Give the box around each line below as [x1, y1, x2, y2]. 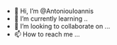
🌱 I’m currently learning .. [13, 14, 88, 23]
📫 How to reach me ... [13, 30, 80, 39]
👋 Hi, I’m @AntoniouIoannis [13, 7, 94, 15]
